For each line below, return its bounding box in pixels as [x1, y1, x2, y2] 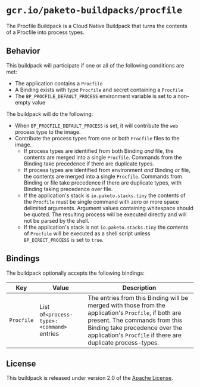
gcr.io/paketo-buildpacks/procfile [6, 5, 183, 16]
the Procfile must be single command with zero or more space [23, 198, 179, 205]
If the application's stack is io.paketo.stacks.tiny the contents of [23, 192, 186, 199]
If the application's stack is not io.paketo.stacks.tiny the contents [23, 223, 189, 231]
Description [122, 283, 157, 291]
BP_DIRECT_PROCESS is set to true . [23, 236, 104, 243]
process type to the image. [14, 128, 82, 136]
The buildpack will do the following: [6, 110, 93, 118]
